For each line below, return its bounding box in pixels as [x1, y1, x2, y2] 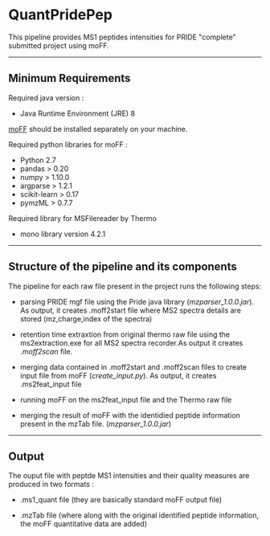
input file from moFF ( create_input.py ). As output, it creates [19, 370, 217, 380]
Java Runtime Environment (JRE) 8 [19, 108, 135, 118]
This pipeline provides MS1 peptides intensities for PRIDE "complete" [8, 32, 236, 42]
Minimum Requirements [8, 72, 131, 85]
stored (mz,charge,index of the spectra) [19, 313, 153, 323]
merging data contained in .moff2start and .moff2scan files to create [19, 362, 247, 371]
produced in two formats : [8, 480, 95, 489]
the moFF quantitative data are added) [19, 519, 147, 529]
